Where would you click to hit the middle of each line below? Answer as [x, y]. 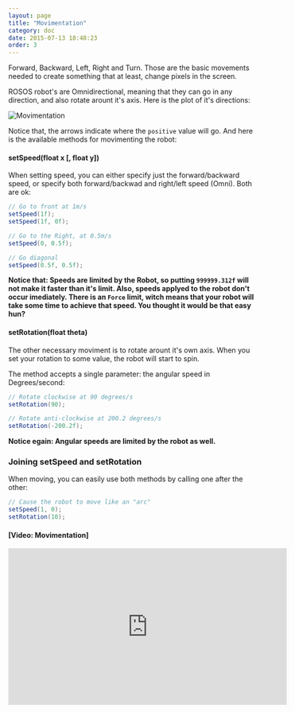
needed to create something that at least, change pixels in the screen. [122, 76]
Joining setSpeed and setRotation [75, 462]
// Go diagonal [33, 258]
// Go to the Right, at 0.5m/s [60, 235]
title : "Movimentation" [48, 23]
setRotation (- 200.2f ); [46, 426]
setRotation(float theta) [48, 333]
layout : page [30, 16]
